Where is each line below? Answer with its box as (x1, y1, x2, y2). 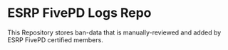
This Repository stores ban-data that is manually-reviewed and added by (7, 28, 222, 37)
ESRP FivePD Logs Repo (7, 5, 152, 21)
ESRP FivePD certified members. (7, 35, 103, 44)
